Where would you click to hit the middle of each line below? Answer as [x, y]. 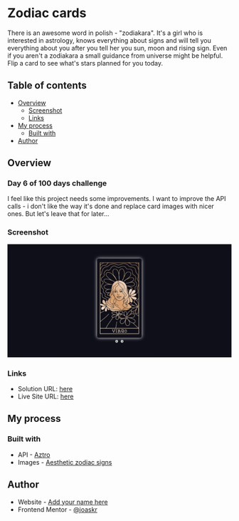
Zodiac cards [47, 13]
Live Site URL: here [46, 396]
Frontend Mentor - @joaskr [57, 509]
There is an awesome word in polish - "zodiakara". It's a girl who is [105, 33]
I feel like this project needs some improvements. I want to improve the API [117, 199]
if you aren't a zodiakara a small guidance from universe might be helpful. [115, 56]
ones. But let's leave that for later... [58, 214]
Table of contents [47, 86]
